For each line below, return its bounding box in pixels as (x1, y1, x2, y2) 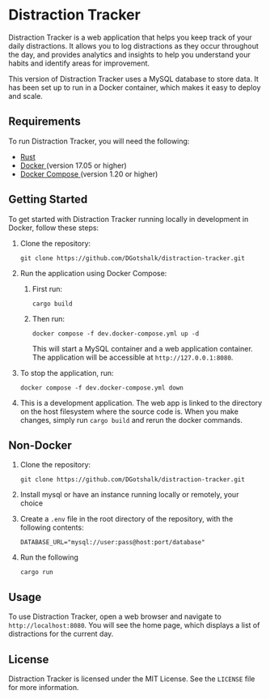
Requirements (8, 115, 81, 129)
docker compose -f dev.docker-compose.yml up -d (32, 330, 200, 338)
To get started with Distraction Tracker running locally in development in (8, 214, 249, 224)
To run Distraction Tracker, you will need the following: (8, 136, 190, 146)
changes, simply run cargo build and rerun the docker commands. (19, 415, 243, 424)
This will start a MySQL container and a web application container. (32, 343, 253, 353)
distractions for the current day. (8, 629, 114, 639)
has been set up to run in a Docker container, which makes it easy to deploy (8, 83, 261, 92)
